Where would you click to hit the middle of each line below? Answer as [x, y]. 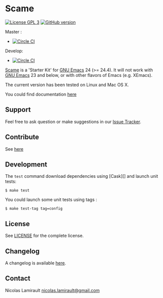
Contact [18, 279]
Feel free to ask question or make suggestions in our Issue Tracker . [73, 122]
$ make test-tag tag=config [34, 209]
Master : [14, 32]
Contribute [22, 137]
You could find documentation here [41, 94]
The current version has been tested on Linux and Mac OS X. [67, 85]
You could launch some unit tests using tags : [51, 199]
